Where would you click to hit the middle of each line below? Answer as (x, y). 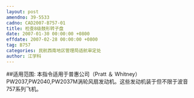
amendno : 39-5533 (28, 17)
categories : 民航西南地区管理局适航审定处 (54, 51)
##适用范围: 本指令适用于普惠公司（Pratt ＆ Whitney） (73, 74)
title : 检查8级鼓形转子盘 (35, 28)
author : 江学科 (24, 56)
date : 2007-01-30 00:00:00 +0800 (48, 34)
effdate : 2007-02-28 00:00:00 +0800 (52, 39)
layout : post (23, 12)
